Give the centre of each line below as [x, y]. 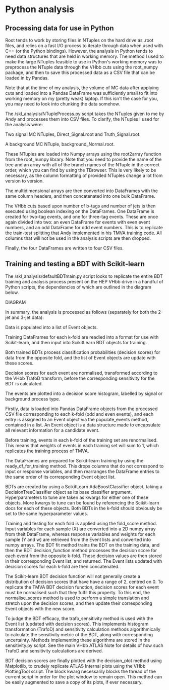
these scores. [19, 363]
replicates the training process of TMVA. [47, 451]
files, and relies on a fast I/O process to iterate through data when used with [84, 46]
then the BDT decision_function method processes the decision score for [81, 550]
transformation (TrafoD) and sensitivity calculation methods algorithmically [83, 629]
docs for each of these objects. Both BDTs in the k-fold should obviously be [84, 508]
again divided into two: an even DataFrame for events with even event [78, 222]
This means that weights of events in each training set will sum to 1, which [82, 445]
